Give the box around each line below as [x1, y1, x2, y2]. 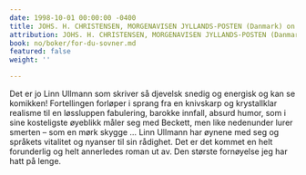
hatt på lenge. [9, 156, 62, 166]
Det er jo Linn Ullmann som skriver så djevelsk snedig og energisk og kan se [9, 88, 296, 99]
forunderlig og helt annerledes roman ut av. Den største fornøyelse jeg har [9, 146, 289, 157]
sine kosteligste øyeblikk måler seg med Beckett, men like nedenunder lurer [9, 117, 293, 128]
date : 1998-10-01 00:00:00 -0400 [9, 13, 137, 23]
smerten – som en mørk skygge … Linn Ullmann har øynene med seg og [9, 127, 280, 137]
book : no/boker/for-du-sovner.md [9, 38, 137, 48]
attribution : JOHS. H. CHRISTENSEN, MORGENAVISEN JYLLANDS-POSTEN [9, 30, 267, 39]
